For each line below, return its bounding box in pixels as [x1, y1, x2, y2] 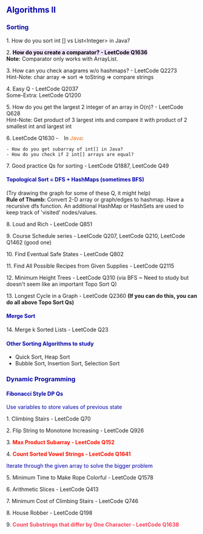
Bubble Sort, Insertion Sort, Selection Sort [15, 360, 120, 367]
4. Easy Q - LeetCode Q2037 [6, 85, 79, 92]
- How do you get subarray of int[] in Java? [6, 146, 123, 152]
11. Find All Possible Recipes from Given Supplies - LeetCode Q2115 [6, 262, 175, 269]
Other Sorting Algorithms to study [6, 340, 94, 347]
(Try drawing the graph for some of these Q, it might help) [6, 189, 151, 197]
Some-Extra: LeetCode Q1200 [6, 91, 81, 99]
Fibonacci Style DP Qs [6, 390, 64, 397]
